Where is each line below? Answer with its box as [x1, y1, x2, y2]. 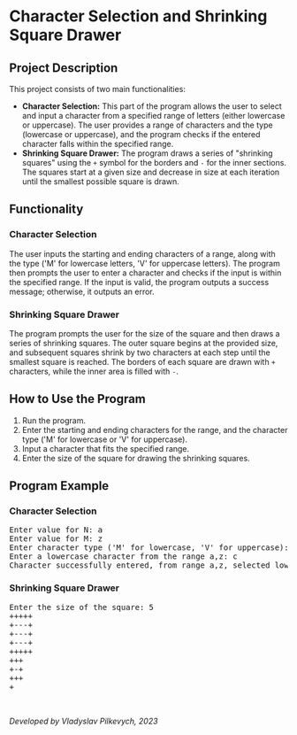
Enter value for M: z [9, 534, 103, 544]
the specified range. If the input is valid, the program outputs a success [9, 276, 270, 287]
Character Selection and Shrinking [9, 6, 268, 27]
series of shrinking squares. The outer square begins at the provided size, [9, 337, 278, 348]
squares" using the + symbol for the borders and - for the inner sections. [21, 158, 287, 167]
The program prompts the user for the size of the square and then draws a [9, 328, 280, 338]
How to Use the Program [9, 391, 146, 406]
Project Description [9, 60, 118, 75]
